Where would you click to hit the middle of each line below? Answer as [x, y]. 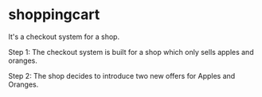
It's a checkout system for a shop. [64, 37]
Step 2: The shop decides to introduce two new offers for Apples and [122, 76]
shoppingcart [54, 15]
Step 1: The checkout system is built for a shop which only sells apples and [131, 52]
